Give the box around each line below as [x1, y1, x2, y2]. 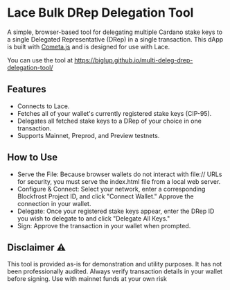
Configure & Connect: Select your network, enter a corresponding [17, 185, 206, 193]
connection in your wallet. [17, 199, 91, 207]
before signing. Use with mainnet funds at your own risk [7, 275, 168, 283]
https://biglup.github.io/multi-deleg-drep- [73, 56, 193, 64]
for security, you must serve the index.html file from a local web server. [17, 177, 221, 185]
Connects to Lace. [17, 102, 70, 110]
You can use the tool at [7, 56, 73, 64]
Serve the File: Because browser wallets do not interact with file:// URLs [17, 170, 222, 178]
